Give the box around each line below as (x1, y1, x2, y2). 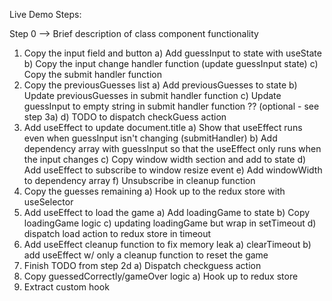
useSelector (23, 196, 74, 208)
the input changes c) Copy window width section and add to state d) (23, 154, 307, 165)
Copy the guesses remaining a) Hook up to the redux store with (23, 185, 286, 197)
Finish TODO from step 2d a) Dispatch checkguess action (23, 260, 262, 271)
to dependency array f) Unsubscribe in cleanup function (23, 175, 256, 186)
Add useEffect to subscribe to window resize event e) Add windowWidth (23, 164, 323, 176)
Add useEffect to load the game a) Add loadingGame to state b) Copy (23, 207, 311, 218)
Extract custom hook (23, 281, 110, 293)
